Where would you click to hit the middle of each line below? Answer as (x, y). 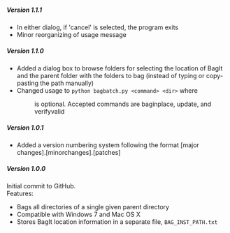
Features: (20, 193)
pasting (28, 83)
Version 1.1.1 (24, 10)
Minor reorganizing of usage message (71, 34)
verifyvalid (49, 111)
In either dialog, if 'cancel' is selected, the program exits (98, 27)
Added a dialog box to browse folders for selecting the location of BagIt (120, 68)
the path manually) (67, 83)
